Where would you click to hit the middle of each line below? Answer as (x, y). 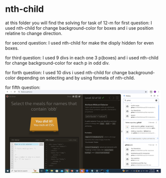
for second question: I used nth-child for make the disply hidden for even (80, 43)
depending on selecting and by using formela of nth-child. (76, 78)
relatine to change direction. (34, 33)
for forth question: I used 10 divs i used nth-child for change (66, 72)
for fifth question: (23, 87)
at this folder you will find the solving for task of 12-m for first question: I (79, 23)
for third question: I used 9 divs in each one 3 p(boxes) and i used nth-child (82, 57)
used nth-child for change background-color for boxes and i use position (79, 28)
